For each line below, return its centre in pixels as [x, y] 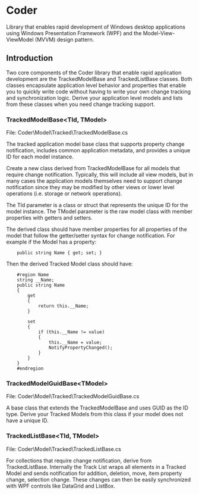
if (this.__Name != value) [71, 332]
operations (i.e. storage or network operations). [64, 193]
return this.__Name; [63, 306]
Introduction [30, 58]
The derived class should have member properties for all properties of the [97, 229]
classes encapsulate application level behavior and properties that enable [96, 85]
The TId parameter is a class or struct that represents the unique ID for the [97, 205]
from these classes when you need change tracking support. [81, 104]
